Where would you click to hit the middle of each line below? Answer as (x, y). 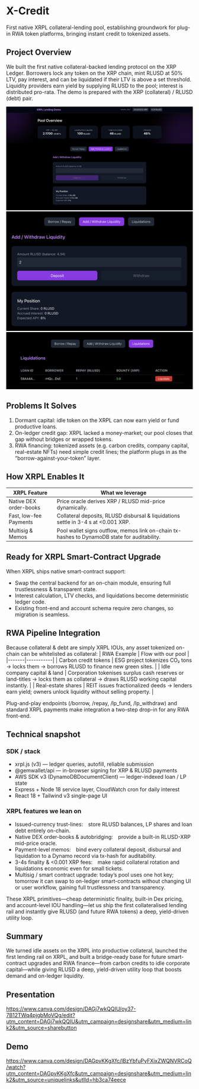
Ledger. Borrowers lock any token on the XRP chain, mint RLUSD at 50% (94, 73)
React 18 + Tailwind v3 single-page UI (61, 796)
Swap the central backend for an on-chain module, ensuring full (93, 583)
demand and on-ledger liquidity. (45, 976)
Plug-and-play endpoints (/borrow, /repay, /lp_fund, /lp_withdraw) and (92, 703)
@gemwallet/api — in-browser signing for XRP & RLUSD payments (96, 771)
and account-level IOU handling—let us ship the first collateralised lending (97, 905)
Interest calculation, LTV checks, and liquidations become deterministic (102, 595)
